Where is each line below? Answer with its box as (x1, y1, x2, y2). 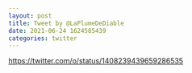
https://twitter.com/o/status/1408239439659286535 (8, 56, 184, 66)
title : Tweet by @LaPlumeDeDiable (8, 19, 125, 27)
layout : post (8, 11, 52, 20)
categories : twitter (8, 34, 78, 43)
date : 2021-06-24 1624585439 (8, 26, 106, 34)
